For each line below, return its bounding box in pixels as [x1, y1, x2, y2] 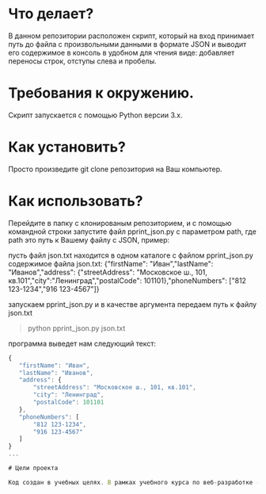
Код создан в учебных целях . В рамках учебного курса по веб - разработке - [8, 478, 260, 486]
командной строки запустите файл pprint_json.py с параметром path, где [8, 227, 257, 236]
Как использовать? [8, 192, 143, 210]
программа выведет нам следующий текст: [8, 339, 157, 348]
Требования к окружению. [8, 84, 194, 102]
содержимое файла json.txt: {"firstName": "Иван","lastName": [8, 258, 214, 268]
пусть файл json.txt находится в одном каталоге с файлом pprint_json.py [8, 251, 253, 260]
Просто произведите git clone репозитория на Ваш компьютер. [8, 164, 223, 174]
